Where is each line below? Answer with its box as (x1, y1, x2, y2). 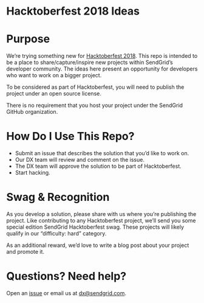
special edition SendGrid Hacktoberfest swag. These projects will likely (6, 223, 184, 231)
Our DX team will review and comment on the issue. (15, 156, 144, 164)
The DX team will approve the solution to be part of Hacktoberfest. (15, 162, 182, 170)
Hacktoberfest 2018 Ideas (6, 4, 140, 18)
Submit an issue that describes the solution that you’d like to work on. (15, 150, 189, 157)
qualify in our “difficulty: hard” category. (6, 230, 107, 237)
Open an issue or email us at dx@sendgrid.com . (6, 289, 126, 296)
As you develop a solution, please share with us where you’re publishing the (6, 211, 197, 217)
